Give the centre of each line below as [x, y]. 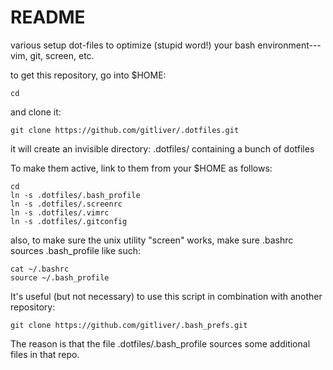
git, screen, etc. [62, 55]
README [48, 17]
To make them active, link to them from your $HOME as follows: [141, 168]
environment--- [289, 45]
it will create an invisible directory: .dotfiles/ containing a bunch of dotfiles [162, 148]
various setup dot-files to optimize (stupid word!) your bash [133, 45]
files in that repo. [45, 354]
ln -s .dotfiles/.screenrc [66, 204]
